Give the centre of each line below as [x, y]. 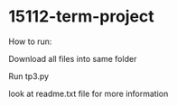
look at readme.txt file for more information [88, 93]
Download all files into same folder [73, 58]
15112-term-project [81, 17]
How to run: [30, 41]
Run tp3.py [29, 76]
